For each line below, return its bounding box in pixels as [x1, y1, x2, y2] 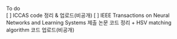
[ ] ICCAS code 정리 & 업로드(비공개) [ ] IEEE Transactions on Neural [6, 12, 170, 19]
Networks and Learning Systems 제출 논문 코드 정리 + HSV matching [6, 19, 172, 26]
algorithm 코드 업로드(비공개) [6, 26, 75, 33]
